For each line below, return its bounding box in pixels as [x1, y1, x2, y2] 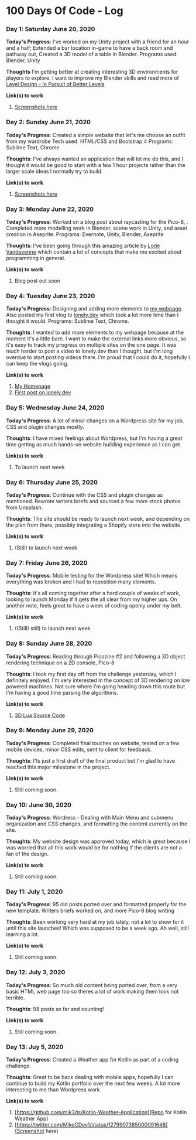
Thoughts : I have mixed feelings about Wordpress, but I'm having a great [6, 435, 183, 442]
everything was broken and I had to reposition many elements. [6, 578, 157, 585]
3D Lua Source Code [14, 712, 66, 719]
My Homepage [14, 383, 51, 390]
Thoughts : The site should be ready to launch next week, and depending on [6, 515, 190, 522]
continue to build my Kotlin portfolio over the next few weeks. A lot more [6, 1080, 180, 1087]
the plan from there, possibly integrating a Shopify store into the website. [6, 521, 183, 528]
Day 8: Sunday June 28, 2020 [6, 640, 92, 648]
